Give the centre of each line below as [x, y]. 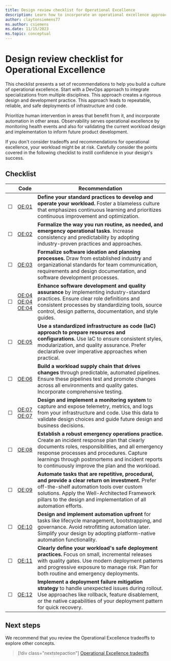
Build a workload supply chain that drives [89, 366]
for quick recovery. [60, 607]
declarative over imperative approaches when [92, 351]
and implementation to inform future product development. [67, 132]
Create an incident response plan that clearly [91, 440]
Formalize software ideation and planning [89, 252]
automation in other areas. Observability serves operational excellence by [82, 121]
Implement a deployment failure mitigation [90, 581]
